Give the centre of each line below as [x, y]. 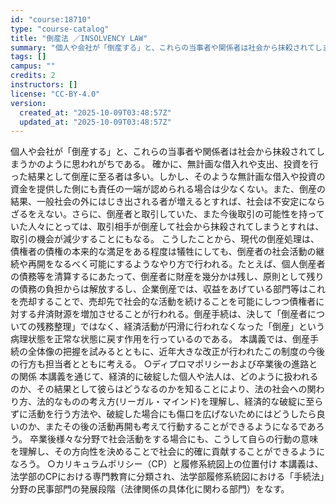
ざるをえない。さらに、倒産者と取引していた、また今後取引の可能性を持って [167, 214]
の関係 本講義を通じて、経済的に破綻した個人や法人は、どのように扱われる [164, 377]
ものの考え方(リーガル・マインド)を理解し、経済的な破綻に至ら [193, 402]
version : [28, 103]
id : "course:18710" [51, 19]
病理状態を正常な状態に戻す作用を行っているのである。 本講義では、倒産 [160, 339]
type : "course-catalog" [60, 29]
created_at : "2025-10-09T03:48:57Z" [95, 112]
